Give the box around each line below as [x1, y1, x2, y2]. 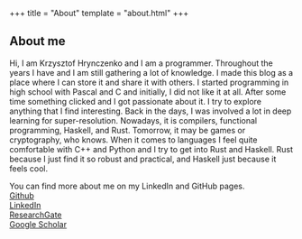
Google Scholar [9, 218, 68, 229]
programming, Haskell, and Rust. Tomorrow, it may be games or [9, 124, 246, 135]
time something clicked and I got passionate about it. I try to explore [9, 96, 262, 106]
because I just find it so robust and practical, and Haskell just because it [9, 153, 277, 164]
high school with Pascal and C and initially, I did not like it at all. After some [9, 86, 287, 97]
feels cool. [9, 162, 49, 174]
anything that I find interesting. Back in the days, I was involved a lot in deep [9, 106, 292, 116]
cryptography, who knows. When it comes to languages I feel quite [9, 134, 258, 145]
